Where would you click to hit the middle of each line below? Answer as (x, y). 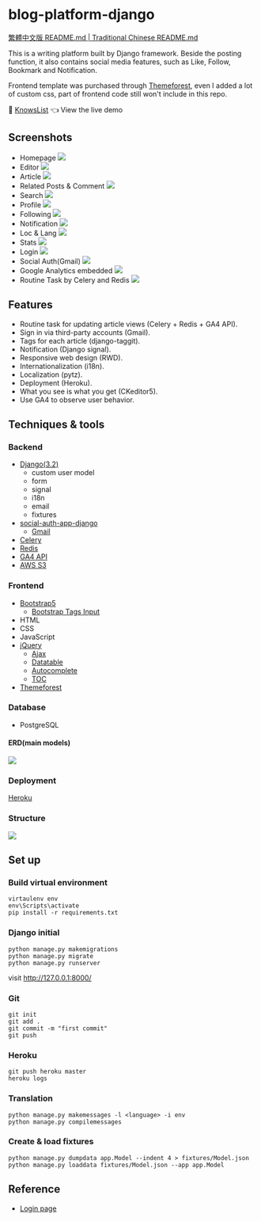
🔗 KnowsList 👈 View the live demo (66, 109)
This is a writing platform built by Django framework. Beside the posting (125, 53)
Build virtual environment (58, 882)
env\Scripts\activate (44, 906)
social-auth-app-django (59, 523)
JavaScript (37, 637)
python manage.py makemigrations (63, 949)
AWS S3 (33, 565)
